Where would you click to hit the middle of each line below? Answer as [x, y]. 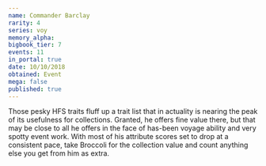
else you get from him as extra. [59, 153]
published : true [35, 89]
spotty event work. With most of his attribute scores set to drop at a [118, 137]
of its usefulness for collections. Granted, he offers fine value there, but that [132, 120]
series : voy [28, 30]
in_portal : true [35, 60]
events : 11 [26, 52]
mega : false [28, 81]
